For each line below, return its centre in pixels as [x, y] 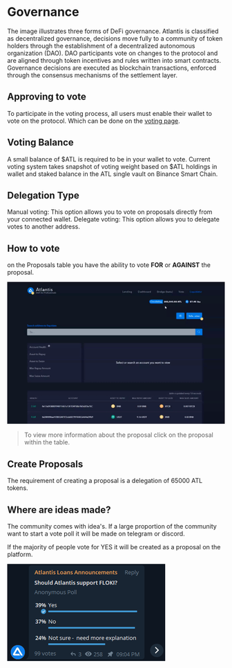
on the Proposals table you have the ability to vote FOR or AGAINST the [109, 265]
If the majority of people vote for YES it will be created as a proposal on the [114, 547]
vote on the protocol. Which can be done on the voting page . [94, 121]
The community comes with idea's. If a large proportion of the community [112, 526]
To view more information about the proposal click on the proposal [119, 435]
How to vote [33, 248]
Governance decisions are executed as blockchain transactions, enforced [112, 68]
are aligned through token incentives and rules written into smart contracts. [114, 60]
